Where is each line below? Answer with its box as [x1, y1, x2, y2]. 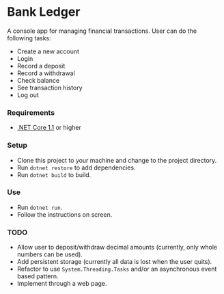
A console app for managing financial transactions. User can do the [7, 27, 197, 35]
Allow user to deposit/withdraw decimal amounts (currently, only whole [16, 243, 217, 252]
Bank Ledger [7, 4, 81, 20]
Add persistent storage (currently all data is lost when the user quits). [16, 258, 212, 266]
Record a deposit [16, 62, 66, 70]
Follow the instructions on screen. [16, 210, 113, 219]
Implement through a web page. [16, 280, 107, 288]
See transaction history [16, 83, 83, 92]
